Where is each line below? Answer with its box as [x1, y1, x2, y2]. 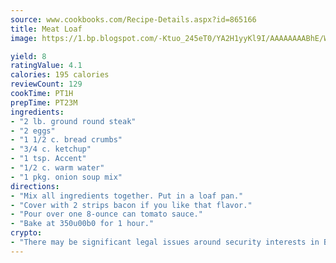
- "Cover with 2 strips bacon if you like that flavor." [10, 200, 253, 210]
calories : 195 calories [10, 70, 110, 80]
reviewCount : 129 [10, 79, 83, 90]
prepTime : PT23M [10, 97, 78, 108]
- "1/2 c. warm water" [10, 163, 105, 173]
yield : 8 [10, 51, 47, 61]
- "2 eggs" [10, 126, 56, 136]
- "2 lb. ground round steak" [10, 116, 137, 126]
